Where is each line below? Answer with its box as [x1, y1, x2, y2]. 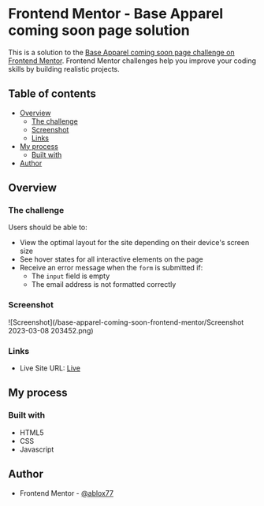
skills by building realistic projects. [8, 64, 120, 73]
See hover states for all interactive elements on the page [19, 255, 203, 264]
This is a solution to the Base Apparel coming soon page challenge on [8, 47, 235, 57]
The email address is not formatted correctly [31, 280, 177, 289]
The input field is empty [31, 271, 110, 281]
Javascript [19, 445, 54, 454]
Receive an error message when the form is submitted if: [19, 263, 203, 273]
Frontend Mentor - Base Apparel [8, 5, 224, 23]
